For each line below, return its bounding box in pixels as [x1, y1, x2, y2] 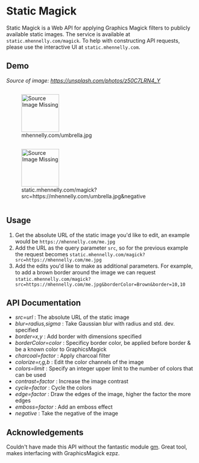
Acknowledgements [6, 427, 84, 438]
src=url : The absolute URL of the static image [14, 313, 130, 321]
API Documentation [6, 297, 81, 308]
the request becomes [14, 250, 68, 257]
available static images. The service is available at [6, 30, 131, 37]
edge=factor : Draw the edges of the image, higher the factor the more [14, 391, 191, 398]
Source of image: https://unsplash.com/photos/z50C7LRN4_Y [6, 77, 161, 84]
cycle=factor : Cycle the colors [14, 384, 92, 391]
